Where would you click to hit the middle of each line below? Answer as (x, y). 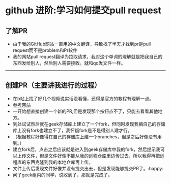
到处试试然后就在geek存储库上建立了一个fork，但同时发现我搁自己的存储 (89, 124)
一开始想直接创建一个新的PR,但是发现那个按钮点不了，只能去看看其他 (85, 111)
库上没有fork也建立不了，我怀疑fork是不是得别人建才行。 (72, 130)
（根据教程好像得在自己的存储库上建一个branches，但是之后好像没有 (85, 136)
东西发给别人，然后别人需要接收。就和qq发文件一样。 (69, 63)
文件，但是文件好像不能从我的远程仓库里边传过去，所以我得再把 (93, 156)
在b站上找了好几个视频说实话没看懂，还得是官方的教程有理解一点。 (83, 98)
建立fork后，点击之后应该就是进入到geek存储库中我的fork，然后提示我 (87, 149)
